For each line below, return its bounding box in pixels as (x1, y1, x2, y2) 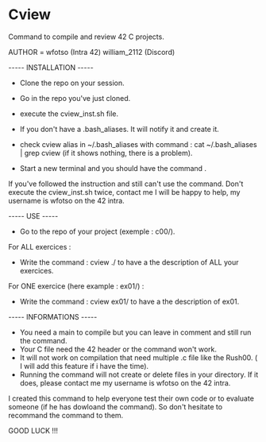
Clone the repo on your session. (19, 78, 125, 87)
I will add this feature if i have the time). (19, 361, 149, 370)
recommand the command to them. (8, 410, 124, 420)
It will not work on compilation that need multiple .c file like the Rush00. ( (19, 352, 258, 363)
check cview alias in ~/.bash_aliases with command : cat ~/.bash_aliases (19, 139, 257, 149)
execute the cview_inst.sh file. (19, 109, 119, 118)
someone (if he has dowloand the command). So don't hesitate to (8, 401, 223, 411)
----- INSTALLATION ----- (8, 62, 94, 72)
